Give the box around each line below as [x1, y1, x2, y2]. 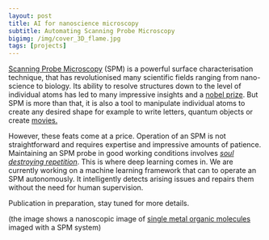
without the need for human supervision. [8, 183, 144, 192]
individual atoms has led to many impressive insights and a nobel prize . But [8, 90, 258, 99]
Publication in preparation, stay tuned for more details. [8, 199, 190, 208]
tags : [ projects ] [8, 42, 67, 50]
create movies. [8, 116, 58, 125]
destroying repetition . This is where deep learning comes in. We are [8, 157, 233, 166]
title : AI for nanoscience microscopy [8, 19, 139, 27]
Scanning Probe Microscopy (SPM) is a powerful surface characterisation [8, 64, 254, 74]
